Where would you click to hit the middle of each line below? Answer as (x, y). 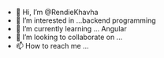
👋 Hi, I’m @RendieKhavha (57, 12)
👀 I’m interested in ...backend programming (86, 20)
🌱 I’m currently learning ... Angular (71, 29)
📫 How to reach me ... (52, 46)
